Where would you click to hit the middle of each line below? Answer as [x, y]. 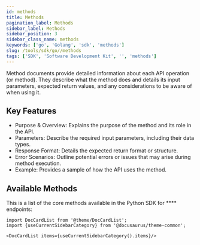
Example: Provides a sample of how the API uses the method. [90, 170]
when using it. [23, 92]
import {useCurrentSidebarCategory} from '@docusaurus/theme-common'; [96, 226]
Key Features [31, 111]
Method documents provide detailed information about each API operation [98, 73]
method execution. [38, 163]
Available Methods [42, 189]
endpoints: [19, 209]
